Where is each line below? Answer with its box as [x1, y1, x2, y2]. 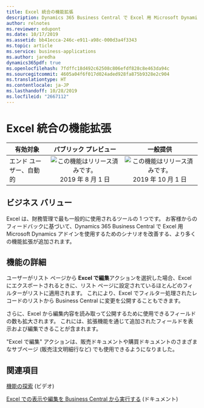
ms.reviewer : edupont [6, 25, 61, 32]
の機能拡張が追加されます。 [6, 237, 75, 245]
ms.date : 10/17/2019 [6, 32, 59, 38]
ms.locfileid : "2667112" [6, 93, 69, 100]
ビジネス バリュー [6, 198, 72, 208]
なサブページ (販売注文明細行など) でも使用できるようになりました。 [6, 345, 178, 353]
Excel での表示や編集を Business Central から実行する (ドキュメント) [6, 395, 178, 403]
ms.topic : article [6, 43, 53, 49]
